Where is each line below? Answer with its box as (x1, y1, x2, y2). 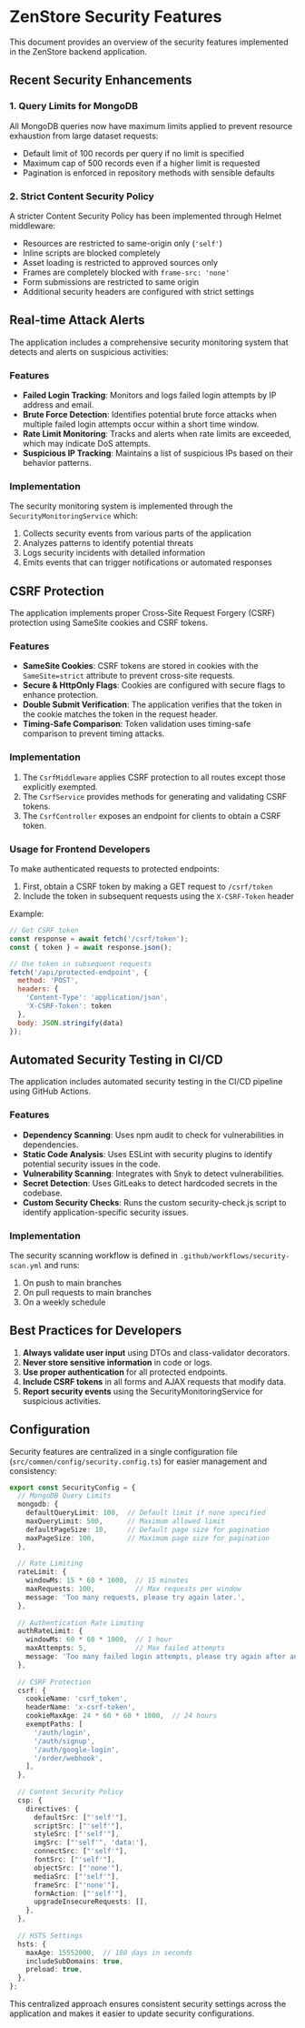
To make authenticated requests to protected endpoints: (9, 863, 220, 874)
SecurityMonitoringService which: (9, 510, 139, 521)
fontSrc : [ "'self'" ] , (33, 1855, 116, 1864)
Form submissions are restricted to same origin (22, 276, 200, 288)
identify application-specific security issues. (22, 1206, 189, 1217)
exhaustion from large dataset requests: (9, 130, 159, 141)
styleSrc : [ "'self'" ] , (33, 1830, 120, 1839)
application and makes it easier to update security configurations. (9, 2008, 255, 2019)
